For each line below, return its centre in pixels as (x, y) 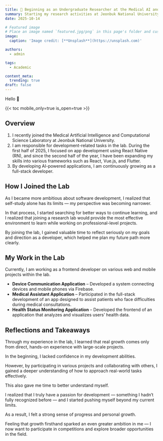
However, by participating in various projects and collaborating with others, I (81, 366)
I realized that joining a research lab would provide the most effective (74, 218)
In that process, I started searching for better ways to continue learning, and (81, 213)
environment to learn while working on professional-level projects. (71, 223)
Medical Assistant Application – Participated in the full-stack (73, 294)
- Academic (20, 67)
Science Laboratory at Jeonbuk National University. (64, 140)
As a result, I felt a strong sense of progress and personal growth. (71, 414)
